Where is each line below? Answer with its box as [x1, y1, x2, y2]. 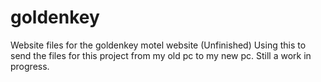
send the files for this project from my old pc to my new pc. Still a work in [10, 49, 312, 61]
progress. [10, 60, 50, 72]
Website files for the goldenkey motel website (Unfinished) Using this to [10, 39, 307, 51]
